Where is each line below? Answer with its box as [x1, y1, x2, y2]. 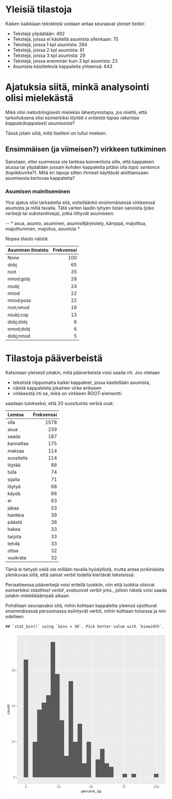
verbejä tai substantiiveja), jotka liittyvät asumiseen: [5, 210, 114, 216]
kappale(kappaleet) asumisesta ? [5, 120, 75, 126]
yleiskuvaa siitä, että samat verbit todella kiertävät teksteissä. [5, 572, 135, 578]
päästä [7, 519, 22, 525]
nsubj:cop [7, 312, 29, 318]
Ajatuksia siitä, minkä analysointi [5, 81, 149, 93]
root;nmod [7, 305, 30, 311]
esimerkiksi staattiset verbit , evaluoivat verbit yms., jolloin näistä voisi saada [5, 587, 167, 593]
